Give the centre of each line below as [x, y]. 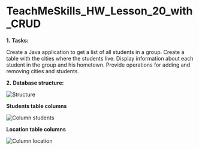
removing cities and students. [43, 71]
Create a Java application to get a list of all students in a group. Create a [95, 52]
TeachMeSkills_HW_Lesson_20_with [99, 11]
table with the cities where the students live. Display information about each [100, 58]
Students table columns [37, 106]
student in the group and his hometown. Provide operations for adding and [98, 65]
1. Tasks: [17, 40]
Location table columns [36, 129]
